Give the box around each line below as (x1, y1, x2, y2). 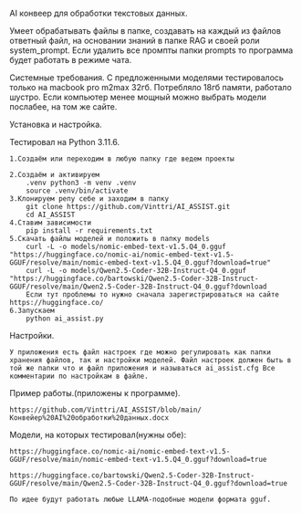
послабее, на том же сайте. (9, 101, 118, 112)
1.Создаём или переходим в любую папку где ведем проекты (9, 154, 234, 163)
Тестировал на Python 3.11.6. (9, 137, 120, 147)
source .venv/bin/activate (26, 186, 129, 195)
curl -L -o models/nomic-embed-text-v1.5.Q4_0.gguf (26, 242, 226, 251)
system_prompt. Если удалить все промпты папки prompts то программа (9, 45, 294, 56)
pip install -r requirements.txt (26, 226, 153, 236)
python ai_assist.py (26, 314, 104, 323)
